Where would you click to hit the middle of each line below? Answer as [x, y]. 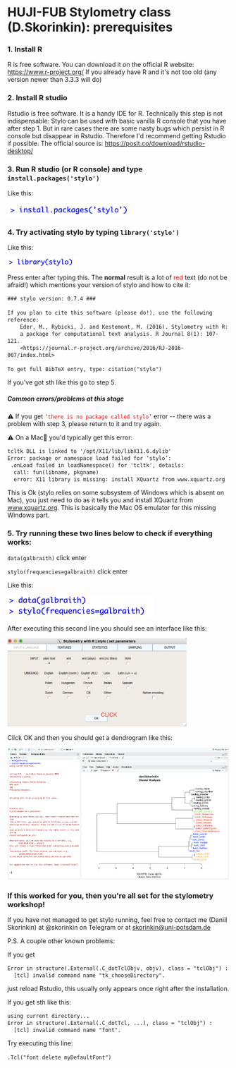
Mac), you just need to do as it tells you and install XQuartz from [100, 500]
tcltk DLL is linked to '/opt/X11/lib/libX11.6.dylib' [89, 451]
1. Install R [25, 49]
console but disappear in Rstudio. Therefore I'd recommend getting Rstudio [117, 135]
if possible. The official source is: [55, 143]
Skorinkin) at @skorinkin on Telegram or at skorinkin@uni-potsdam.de [109, 927]
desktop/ [20, 151]
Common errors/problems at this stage [66, 399]
